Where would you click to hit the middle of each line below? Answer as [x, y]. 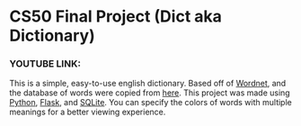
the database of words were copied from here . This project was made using [150, 93]
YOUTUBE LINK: [45, 64]
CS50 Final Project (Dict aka [116, 17]
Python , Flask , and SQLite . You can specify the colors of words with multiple [150, 103]
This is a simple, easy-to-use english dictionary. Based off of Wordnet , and [148, 84]
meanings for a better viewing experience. [88, 112]
